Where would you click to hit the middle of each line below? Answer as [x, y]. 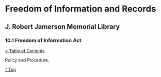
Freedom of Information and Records [80, 9]
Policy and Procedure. [27, 60]
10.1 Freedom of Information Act [43, 40]
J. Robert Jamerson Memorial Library [63, 27]
